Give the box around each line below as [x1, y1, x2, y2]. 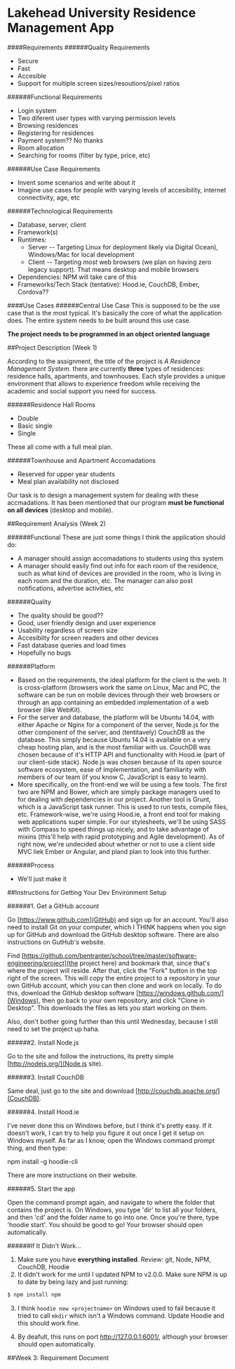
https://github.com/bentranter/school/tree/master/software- [23, 951, 198, 959]
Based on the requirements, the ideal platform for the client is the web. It [17, 676, 227, 684]
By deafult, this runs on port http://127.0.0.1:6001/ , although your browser [17, 1332, 228, 1341]
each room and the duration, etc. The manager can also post [17, 576, 193, 584]
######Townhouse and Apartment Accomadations [7, 456, 156, 464]
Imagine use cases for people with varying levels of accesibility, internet [17, 185, 227, 194]
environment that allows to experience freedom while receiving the [7, 379, 201, 388]
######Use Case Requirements [7, 164, 100, 173]
